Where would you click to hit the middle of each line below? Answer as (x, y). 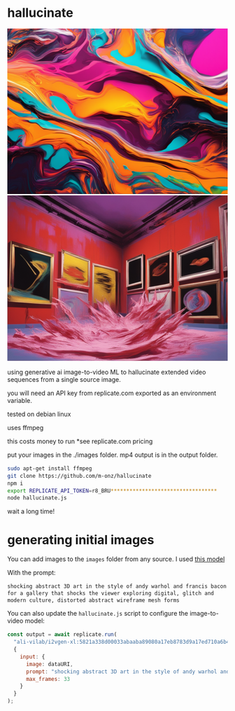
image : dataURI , (49, 664)
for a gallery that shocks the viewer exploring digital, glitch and (111, 593)
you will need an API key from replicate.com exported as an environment (112, 393)
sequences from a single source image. (64, 379)
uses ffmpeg (26, 427)
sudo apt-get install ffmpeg (50, 468)
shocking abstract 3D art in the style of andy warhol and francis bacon (117, 586)
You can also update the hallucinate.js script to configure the (98, 614)
